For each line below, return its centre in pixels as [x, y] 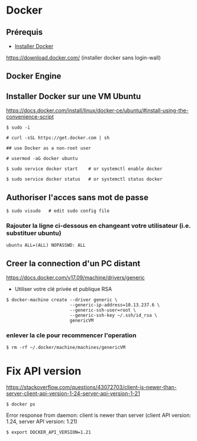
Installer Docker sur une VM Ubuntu [74, 96]
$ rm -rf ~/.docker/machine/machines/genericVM [66, 348]
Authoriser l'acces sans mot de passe [77, 197]
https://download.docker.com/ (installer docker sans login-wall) [83, 58]
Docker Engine [34, 76]
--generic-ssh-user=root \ [103, 311]
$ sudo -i [18, 128]
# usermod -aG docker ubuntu [42, 159]
